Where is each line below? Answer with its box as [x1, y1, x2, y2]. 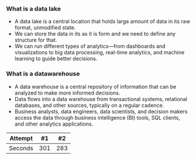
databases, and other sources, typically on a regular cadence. [14, 102, 164, 109]
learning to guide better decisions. [14, 55, 98, 62]
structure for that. [14, 37, 57, 44]
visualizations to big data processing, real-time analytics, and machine [14, 49, 185, 56]
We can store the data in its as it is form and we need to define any [14, 30, 176, 37]
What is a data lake [6, 5, 61, 13]
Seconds [9, 144, 34, 152]
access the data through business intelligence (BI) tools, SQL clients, [14, 114, 180, 121]
